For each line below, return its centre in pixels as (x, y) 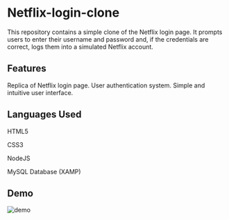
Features (27, 68)
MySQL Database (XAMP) (44, 171)
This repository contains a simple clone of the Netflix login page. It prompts (115, 32)
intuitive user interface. (40, 92)
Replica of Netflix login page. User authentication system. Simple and (106, 85)
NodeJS (19, 158)
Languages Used (44, 115)
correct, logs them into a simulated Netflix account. (80, 46)
